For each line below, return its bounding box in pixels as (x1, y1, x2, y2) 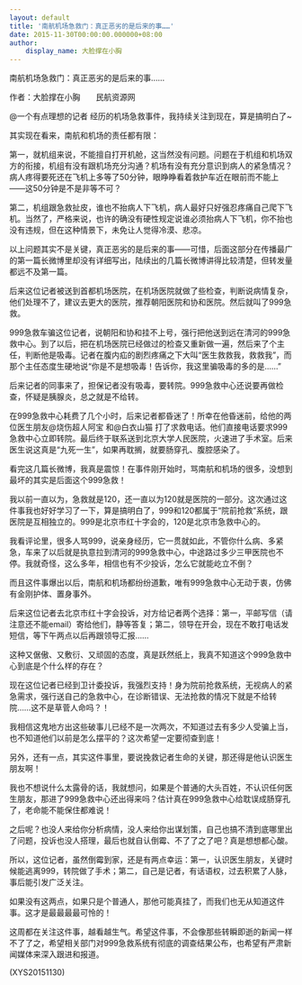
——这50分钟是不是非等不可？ (9, 183, 122, 194)
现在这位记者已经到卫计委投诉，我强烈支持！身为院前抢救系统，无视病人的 (9, 679, 285, 690)
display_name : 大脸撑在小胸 (25, 47, 123, 56)
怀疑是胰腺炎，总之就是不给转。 (24, 391, 144, 402)
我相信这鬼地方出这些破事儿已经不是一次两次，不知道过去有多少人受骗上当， (9, 722, 293, 733)
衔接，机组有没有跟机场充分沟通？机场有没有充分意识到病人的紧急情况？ (24, 160, 293, 171)
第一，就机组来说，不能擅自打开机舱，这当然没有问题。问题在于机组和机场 (9, 150, 285, 160)
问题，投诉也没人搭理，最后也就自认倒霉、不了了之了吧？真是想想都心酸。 (16, 835, 293, 846)
